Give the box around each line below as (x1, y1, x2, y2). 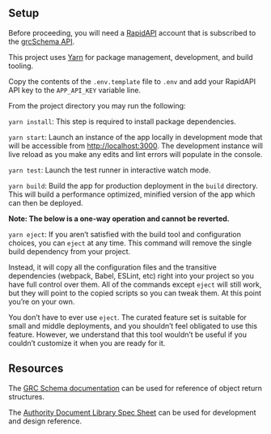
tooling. (8, 61, 34, 70)
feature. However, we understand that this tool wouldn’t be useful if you (8, 330, 247, 339)
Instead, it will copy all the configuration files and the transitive (8, 262, 217, 272)
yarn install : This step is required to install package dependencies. (8, 117, 236, 126)
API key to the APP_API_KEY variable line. (8, 85, 142, 95)
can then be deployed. (8, 198, 83, 207)
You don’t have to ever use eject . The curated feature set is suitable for (8, 312, 247, 322)
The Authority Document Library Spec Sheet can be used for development (8, 407, 256, 417)
